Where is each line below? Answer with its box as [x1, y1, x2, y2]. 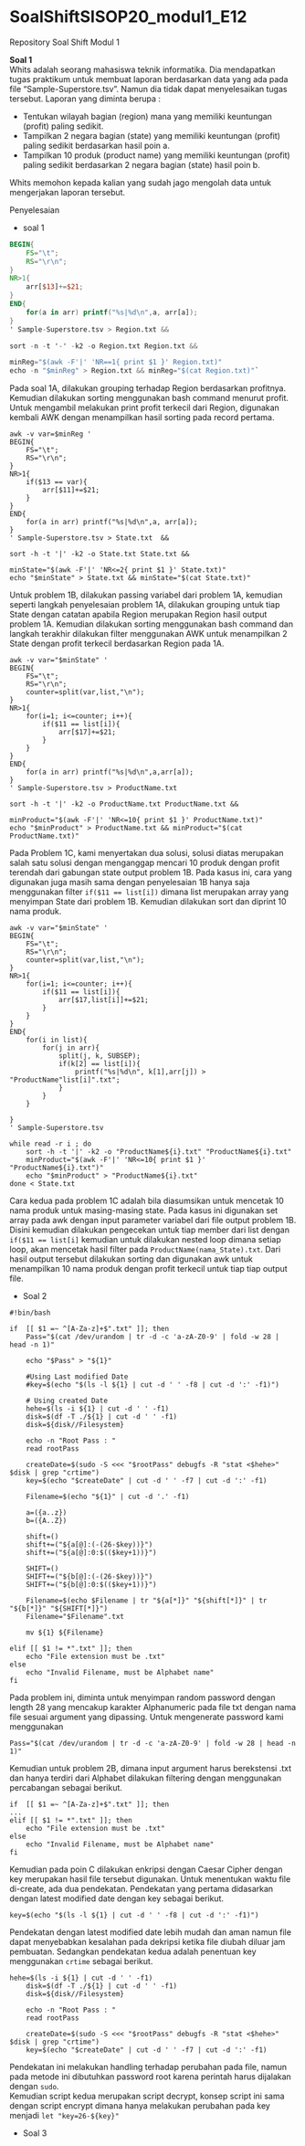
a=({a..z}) [26, 1508, 68, 1517]
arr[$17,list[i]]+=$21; [58, 996, 149, 1005]
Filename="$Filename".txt [26, 1612, 125, 1622]
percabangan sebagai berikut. [9, 1782, 123, 1793]
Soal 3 [22, 2128, 47, 2139]
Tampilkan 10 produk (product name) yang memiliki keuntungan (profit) [22, 149, 290, 161]
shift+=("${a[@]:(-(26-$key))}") [26, 1540, 153, 1549]
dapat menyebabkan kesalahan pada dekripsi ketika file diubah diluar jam [9, 1937, 286, 1948]
